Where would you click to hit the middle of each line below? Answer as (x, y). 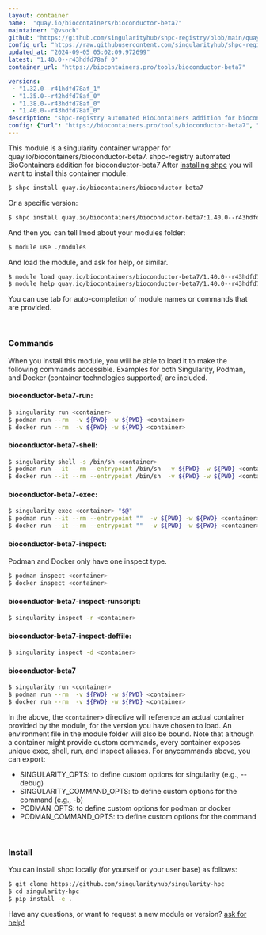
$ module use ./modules (47, 247)
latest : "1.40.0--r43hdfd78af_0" (63, 60)
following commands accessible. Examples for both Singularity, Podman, (127, 369)
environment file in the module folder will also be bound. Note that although (131, 734)
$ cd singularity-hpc (44, 891)
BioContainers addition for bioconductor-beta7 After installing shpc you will (131, 165)
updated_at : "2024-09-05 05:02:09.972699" (79, 52)
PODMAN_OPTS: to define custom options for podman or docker (125, 808)
